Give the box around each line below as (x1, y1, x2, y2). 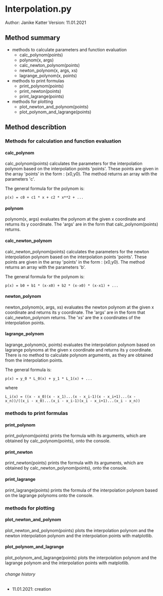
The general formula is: (5, 367, 52, 373)
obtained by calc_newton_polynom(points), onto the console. (5, 465, 128, 471)
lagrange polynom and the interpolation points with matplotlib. (5, 560, 130, 566)
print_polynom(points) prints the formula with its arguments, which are (5, 433, 146, 439)
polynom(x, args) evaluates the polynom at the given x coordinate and (5, 216, 146, 222)
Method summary (5, 34, 60, 42)
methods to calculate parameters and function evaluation (12, 46, 127, 52)
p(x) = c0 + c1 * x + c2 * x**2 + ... (5, 195, 84, 200)
